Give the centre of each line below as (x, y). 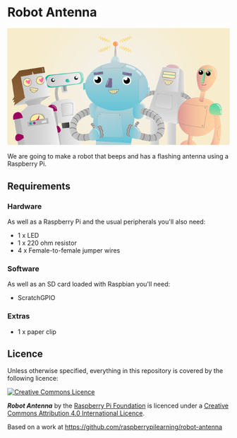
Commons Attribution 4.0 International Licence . (76, 413)
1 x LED (28, 236)
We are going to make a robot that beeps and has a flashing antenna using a (118, 156)
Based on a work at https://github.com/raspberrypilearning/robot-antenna (115, 427)
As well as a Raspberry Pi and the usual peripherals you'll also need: (107, 222)
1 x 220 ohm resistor (47, 243)
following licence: (33, 379)
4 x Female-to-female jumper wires (69, 250)
